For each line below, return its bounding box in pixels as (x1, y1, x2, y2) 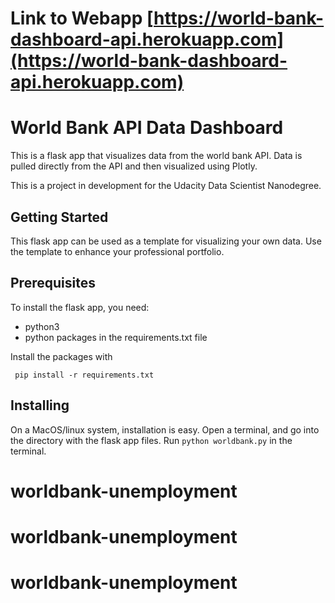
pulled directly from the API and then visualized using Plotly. (10, 160, 258, 172)
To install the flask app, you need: (10, 301, 150, 313)
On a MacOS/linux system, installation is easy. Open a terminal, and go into (10, 423, 320, 436)
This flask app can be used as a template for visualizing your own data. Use (10, 235, 322, 247)
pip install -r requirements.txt (14, 370, 155, 380)
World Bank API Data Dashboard (10, 117, 284, 139)
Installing (10, 397, 70, 414)
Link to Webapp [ (10, 7, 155, 30)
